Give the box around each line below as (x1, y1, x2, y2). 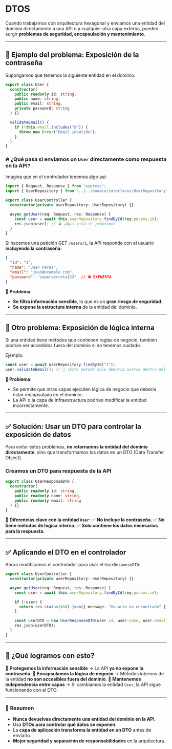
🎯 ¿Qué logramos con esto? (5, 651, 95, 660)
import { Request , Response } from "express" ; (5, 184, 106, 189)
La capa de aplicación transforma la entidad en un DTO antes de (12, 726, 152, 733)
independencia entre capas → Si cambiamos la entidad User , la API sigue (5, 681, 161, 688)
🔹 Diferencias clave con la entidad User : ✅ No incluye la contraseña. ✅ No (5, 517, 165, 523)
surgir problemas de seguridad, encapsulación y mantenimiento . (5, 31, 145, 37)
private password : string (14, 106, 70, 111)
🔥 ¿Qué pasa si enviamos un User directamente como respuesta (5, 156, 167, 163)
